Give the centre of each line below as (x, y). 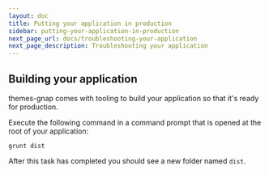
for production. (33, 107)
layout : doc (28, 16)
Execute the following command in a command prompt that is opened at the (135, 122)
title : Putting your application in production (90, 23)
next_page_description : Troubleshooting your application (108, 46)
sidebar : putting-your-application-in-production (94, 31)
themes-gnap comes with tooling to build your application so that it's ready (134, 98)
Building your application (73, 79)
